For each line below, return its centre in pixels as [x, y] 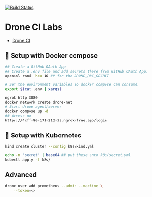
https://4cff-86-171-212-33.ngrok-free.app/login [56, 120]
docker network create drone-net [39, 102]
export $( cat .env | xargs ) [33, 89]
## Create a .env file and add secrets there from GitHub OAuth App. [77, 71]
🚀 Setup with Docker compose [52, 56]
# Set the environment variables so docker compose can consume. [72, 85]
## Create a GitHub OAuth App [36, 67]
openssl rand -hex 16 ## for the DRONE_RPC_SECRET [57, 76]
